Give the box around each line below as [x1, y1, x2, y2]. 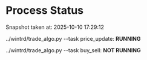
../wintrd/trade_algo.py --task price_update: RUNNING [5, 35, 141, 42]
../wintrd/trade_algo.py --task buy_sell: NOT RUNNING [5, 46, 141, 54]
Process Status [5, 4, 84, 17]
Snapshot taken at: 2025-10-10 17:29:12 [5, 23, 104, 31]
